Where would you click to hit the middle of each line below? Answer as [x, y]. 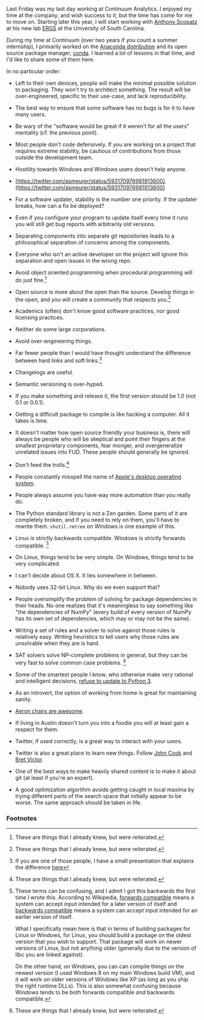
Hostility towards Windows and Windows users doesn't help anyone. [101, 169]
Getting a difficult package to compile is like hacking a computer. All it [102, 414]
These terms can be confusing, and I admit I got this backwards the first [105, 891]
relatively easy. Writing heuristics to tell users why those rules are [97, 637]
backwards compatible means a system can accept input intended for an [106, 910]
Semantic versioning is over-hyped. [59, 384]
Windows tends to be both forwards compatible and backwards [95, 993]
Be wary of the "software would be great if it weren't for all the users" [102, 126]
